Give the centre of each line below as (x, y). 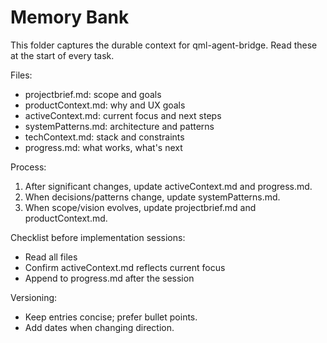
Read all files (51, 257)
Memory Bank (70, 17)
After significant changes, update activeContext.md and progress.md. (168, 186)
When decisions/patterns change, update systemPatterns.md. (152, 197)
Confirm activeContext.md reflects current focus (125, 267)
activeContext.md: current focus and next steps (123, 115)
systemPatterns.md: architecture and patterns (119, 126)
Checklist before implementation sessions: (98, 237)
